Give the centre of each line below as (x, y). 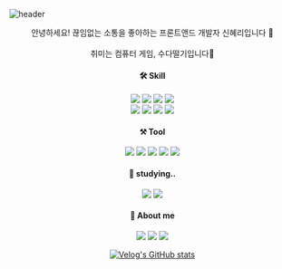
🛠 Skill (152, 75)
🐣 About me (152, 216)
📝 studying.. (152, 173)
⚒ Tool (152, 131)
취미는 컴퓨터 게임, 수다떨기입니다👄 (152, 53)
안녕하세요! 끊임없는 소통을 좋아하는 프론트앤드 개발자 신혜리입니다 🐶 (152, 33)
